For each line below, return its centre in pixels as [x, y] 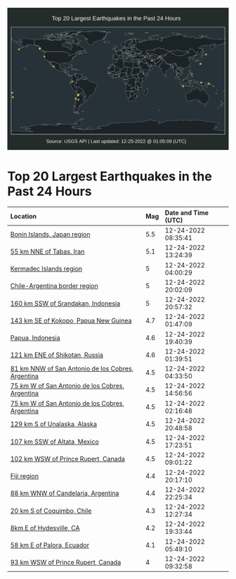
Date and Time [187, 213]
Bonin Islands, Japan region [50, 234]
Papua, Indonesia [35, 338]
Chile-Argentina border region [54, 286]
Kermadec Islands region [46, 269]
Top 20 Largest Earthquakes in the [110, 176]
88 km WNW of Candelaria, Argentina [65, 493]
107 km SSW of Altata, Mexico [55, 442]
